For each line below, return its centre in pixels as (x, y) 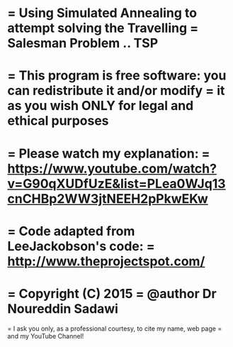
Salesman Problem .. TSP (83, 43)
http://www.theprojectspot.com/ (106, 261)
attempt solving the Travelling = (103, 28)
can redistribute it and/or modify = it (116, 91)
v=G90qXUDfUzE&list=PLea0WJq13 (116, 183)
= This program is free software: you (117, 76)
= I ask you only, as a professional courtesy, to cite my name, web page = (115, 329)
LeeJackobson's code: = (81, 246)
